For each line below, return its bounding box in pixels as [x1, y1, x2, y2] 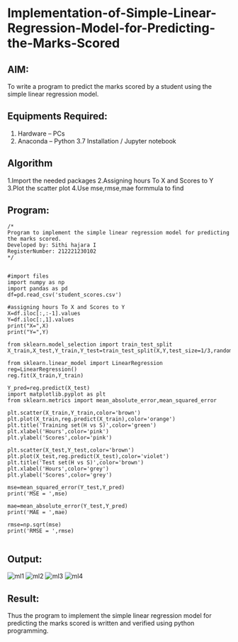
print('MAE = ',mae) [7, 509, 69, 516]
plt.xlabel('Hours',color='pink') [7, 428, 110, 435]
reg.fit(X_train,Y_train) [7, 372, 84, 379]
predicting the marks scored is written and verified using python [7, 619, 195, 628]
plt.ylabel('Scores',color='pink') [7, 435, 113, 442]
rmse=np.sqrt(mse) [7, 521, 62, 528]
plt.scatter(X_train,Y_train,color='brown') [7, 410, 141, 417]
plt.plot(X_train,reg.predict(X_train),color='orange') [7, 415, 176, 423]
